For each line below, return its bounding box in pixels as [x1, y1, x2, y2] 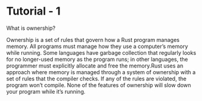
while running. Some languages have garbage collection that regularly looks [6, 49, 197, 56]
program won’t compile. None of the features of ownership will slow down [6, 81, 191, 89]
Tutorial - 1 [6, 4, 61, 18]
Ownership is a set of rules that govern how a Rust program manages [6, 36, 180, 43]
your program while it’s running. [6, 88, 86, 95]
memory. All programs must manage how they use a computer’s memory [6, 43, 188, 50]
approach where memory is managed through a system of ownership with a [6, 68, 196, 75]
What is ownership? [6, 24, 56, 32]
